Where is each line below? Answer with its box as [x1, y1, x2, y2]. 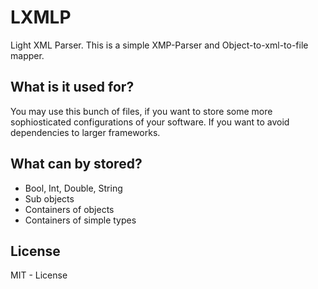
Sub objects [24, 192, 75, 205]
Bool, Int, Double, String [24, 182, 123, 194]
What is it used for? [10, 79, 135, 96]
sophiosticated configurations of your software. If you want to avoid [10, 116, 290, 128]
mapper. [10, 49, 45, 61]
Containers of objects [24, 203, 115, 215]
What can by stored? [10, 156, 143, 173]
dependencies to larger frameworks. [10, 126, 161, 138]
